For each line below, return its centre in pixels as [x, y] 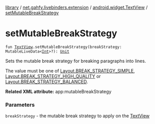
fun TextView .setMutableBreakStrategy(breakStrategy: [64, 47]
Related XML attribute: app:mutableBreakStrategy [58, 91]
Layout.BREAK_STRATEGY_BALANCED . [47, 82]
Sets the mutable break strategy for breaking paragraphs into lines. [76, 61]
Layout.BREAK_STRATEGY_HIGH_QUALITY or [53, 76]
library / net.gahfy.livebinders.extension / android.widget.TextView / [76, 7]
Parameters [20, 105]
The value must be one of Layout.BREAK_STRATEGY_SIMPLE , [70, 70]
